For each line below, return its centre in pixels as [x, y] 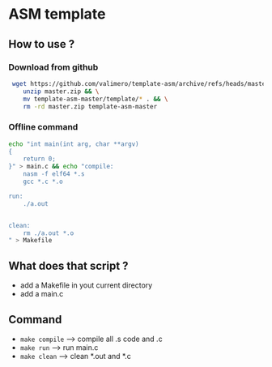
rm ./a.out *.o [49, 233]
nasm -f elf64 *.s [54, 174]
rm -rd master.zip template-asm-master [90, 106]
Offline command [43, 127]
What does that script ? [68, 265]
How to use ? [42, 44]
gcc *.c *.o [43, 182]
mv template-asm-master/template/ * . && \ [96, 99]
